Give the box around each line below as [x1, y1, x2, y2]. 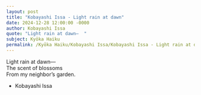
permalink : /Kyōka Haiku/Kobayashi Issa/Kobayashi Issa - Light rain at [6, 42, 191, 48]
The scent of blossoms [6, 64, 63, 71]
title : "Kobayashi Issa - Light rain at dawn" [6, 14, 124, 20]
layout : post [6, 8, 39, 15]
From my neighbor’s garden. [6, 71, 76, 78]
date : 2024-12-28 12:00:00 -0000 [6, 20, 90, 26]
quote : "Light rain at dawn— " [6, 31, 87, 37]
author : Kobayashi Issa [6, 25, 66, 31]
